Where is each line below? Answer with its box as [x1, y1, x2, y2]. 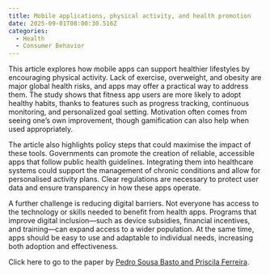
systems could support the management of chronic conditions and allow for [8, 166, 261, 176]
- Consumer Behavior [15, 42, 85, 50]
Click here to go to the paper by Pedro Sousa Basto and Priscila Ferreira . [8, 257, 250, 267]
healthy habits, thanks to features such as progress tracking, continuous [8, 99, 249, 108]
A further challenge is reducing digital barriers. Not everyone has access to [8, 199, 259, 209]
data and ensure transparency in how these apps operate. [8, 183, 201, 192]
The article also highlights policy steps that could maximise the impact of [8, 140, 251, 150]
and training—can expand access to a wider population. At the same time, [8, 224, 255, 235]
